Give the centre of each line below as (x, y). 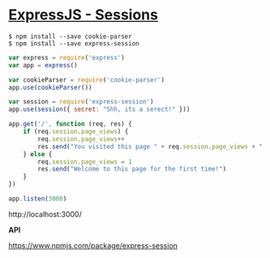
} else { (38, 154)
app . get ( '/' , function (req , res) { (70, 124)
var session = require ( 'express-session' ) (81, 102)
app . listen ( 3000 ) (38, 199)
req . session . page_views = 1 (85, 162)
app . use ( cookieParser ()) (50, 87)
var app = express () (43, 65)
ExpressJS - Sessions (83, 15)
